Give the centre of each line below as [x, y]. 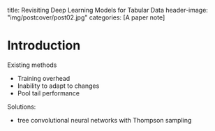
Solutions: [22, 107]
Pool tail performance [49, 93]
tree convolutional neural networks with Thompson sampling [104, 120]
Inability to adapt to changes [58, 86]
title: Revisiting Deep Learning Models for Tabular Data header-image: [107, 10]
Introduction [44, 46]
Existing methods [32, 65]
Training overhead [44, 78]
